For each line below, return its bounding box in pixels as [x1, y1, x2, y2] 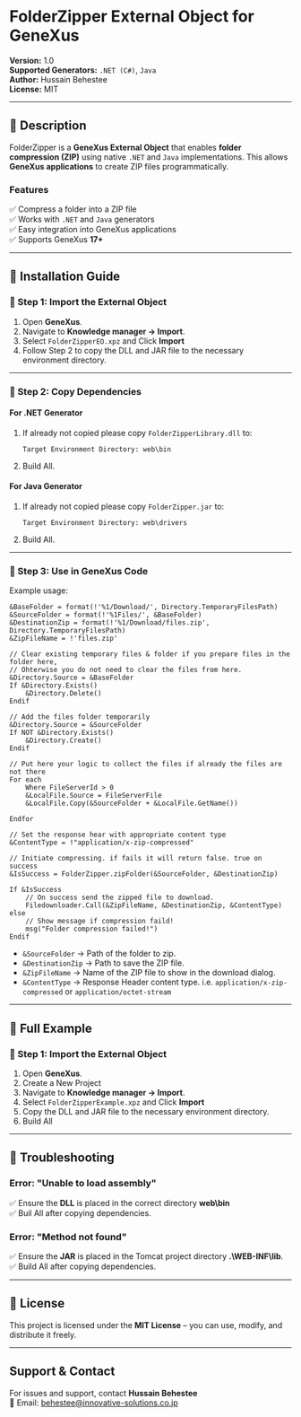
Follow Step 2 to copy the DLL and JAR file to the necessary [21, 345, 245, 355]
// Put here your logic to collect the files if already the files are [9, 760, 282, 769]
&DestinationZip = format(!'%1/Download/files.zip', [9, 618, 211, 627]
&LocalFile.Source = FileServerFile [25, 792, 163, 800]
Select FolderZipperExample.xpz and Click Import [21, 1097, 205, 1107]
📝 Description [9, 118, 87, 134]
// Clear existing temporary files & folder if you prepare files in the [9, 650, 291, 659]
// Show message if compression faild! [25, 917, 175, 926]
